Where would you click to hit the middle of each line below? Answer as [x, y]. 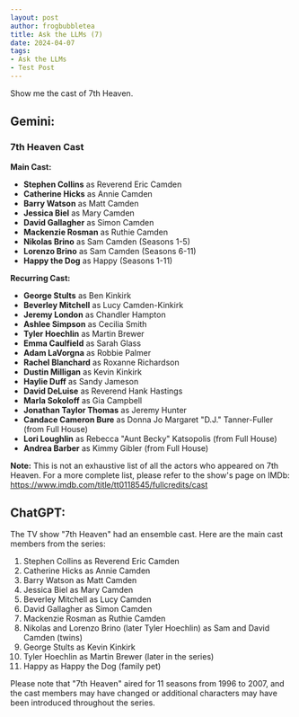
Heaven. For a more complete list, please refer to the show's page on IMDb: [150, 475]
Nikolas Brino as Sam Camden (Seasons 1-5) [107, 241]
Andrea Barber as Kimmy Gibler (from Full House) [116, 448]
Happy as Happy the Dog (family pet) [92, 667]
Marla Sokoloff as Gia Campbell [83, 400]
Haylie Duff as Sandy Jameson [81, 381]
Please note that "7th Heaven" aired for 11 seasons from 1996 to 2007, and [148, 684]
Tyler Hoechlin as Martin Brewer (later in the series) [119, 657]
